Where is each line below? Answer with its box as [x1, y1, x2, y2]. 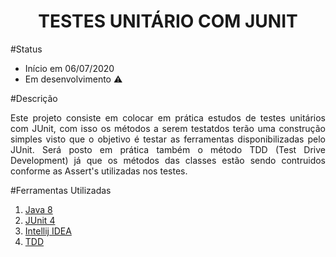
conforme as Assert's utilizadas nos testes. [10, 165, 188, 177]
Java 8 [24, 203, 53, 215]
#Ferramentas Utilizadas [10, 184, 112, 196]
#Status [10, 43, 43, 55]
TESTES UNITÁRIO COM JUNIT [38, 10, 298, 33]
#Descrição [10, 92, 58, 104]
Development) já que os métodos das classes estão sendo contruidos [10, 154, 326, 166]
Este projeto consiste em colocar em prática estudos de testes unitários [10, 111, 326, 124]
